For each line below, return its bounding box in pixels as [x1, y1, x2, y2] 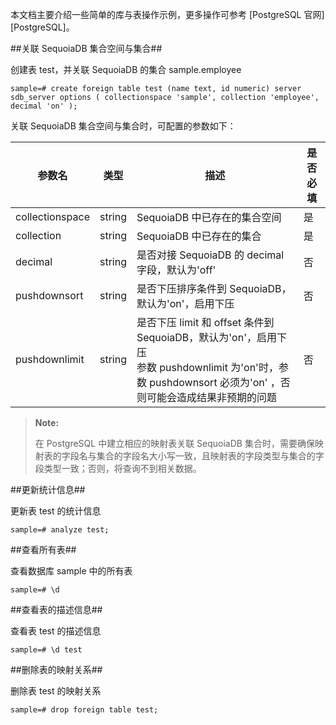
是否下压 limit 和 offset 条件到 [136, 316, 275, 329]
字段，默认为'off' [136, 263, 217, 277]
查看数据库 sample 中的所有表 [10, 565, 133, 577]
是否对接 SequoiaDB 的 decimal [136, 248, 285, 262]
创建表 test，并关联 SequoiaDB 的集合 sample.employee [10, 64, 242, 75]
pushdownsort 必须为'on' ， [149, 376, 281, 389]
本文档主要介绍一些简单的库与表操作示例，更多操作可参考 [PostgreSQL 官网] [10, 9, 325, 20]
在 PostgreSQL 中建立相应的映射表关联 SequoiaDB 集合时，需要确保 [34, 438, 315, 449]
